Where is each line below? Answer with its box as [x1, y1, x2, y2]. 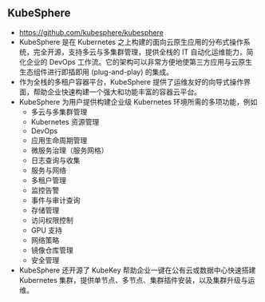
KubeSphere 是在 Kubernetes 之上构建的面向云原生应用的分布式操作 [18, 37, 244, 46]
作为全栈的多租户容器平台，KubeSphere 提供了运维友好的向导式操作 [18, 77, 244, 86]
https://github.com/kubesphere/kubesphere [18, 27, 164, 37]
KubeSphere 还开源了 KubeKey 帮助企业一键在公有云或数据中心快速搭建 [18, 265, 256, 275]
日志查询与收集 [30, 155, 81, 165]
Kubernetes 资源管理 [30, 117, 100, 126]
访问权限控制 [30, 215, 73, 225]
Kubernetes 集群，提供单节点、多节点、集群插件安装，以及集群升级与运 [18, 275, 255, 284]
